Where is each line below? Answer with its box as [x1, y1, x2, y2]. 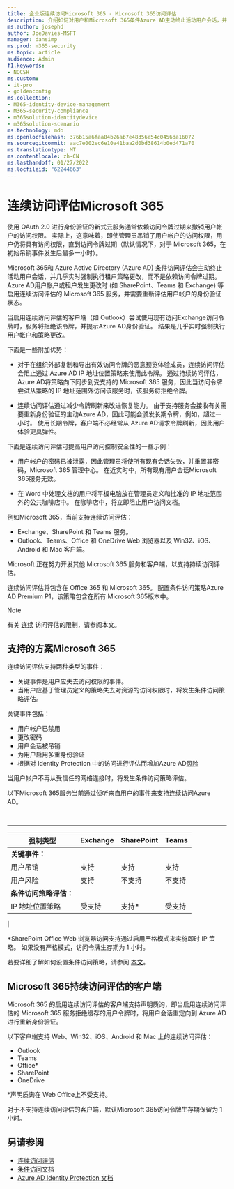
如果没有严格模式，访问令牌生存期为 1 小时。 [20, 943, 150, 952]
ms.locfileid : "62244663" [7, 165, 82, 173]
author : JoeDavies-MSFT [7, 29, 77, 37]
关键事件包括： [7, 709, 50, 718]
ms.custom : [7, 75, 39, 82]
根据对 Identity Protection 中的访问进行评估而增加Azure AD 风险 [17, 759, 199, 768]
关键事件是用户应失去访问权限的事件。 [17, 677, 127, 686]
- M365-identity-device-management [7, 101, 111, 108]
